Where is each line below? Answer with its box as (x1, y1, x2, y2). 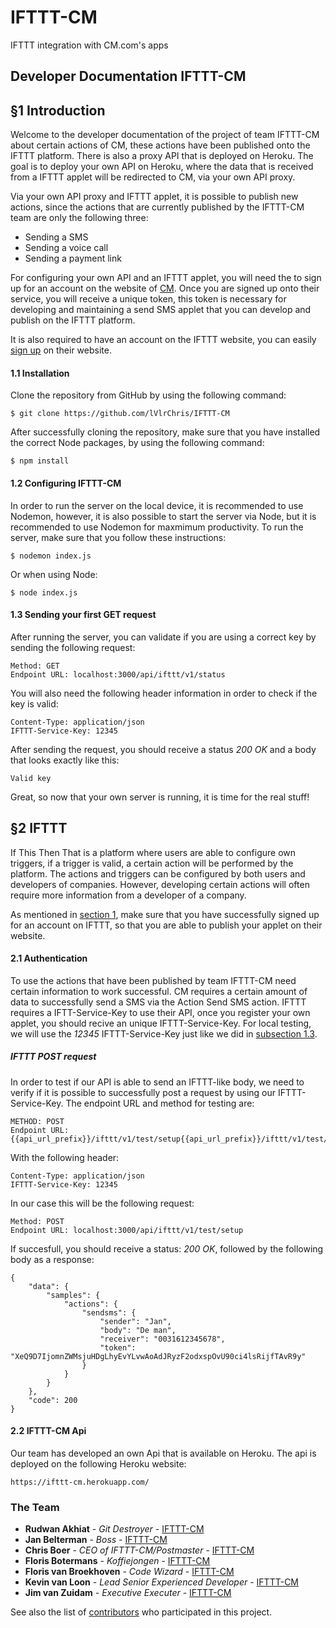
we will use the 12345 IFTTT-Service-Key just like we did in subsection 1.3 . (10, 1027, 318, 1040)
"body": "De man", (99, 1325, 177, 1335)
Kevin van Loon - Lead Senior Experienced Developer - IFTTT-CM (24, 1576, 300, 1588)
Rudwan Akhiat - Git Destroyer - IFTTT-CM (24, 1523, 205, 1535)
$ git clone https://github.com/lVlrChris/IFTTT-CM (10, 409, 230, 419)
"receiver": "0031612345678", (99, 1334, 226, 1344)
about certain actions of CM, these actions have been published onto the (10, 139, 311, 151)
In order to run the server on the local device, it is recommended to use (10, 499, 304, 511)
